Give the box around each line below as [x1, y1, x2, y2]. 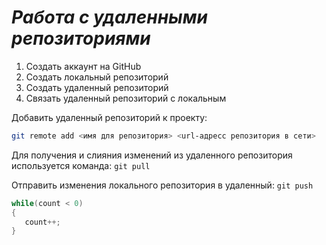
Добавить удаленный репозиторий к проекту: [11, 111, 208, 123]
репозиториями [11, 27, 151, 50]
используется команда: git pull [11, 159, 151, 171]
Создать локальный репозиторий [25, 71, 169, 83]
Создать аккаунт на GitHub [25, 60, 142, 72]
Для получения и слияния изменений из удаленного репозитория [11, 149, 293, 161]
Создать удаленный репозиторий [25, 81, 169, 93]
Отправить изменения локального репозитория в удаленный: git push [11, 179, 314, 191]
